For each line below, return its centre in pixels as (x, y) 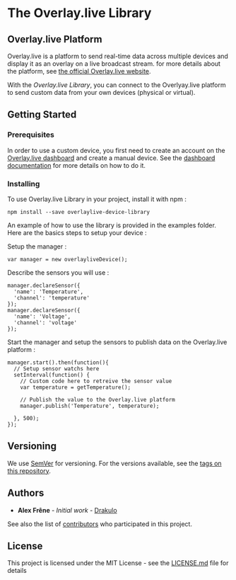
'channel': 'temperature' (52, 298)
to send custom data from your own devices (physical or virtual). (101, 92)
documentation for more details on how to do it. (77, 165)
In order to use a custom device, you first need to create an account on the (116, 150)
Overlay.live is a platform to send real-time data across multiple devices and (118, 56)
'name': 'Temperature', (48, 292)
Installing (24, 183)
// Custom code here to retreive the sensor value (96, 381)
